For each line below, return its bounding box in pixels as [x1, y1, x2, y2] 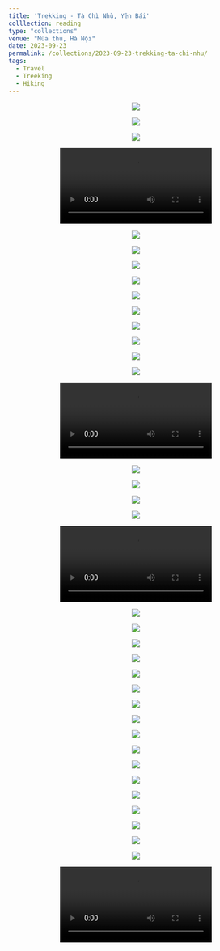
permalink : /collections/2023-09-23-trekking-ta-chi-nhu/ [8, 49, 208, 57]
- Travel [15, 65, 45, 73]
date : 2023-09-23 [8, 42, 67, 50]
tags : [8, 57, 27, 66]
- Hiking [15, 79, 45, 87]
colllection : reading [8, 19, 82, 27]
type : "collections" [8, 27, 78, 35]
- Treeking [15, 72, 53, 80]
